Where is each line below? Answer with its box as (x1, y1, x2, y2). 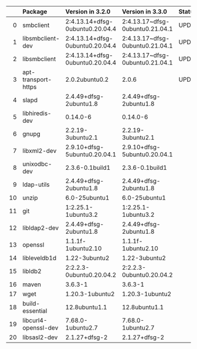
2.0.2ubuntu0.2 (65, 76, 109, 83)
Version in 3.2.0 (65, 8, 111, 15)
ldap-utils (22, 180, 50, 189)
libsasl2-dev (22, 333, 58, 341)
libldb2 (22, 267, 42, 275)
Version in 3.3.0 (122, 8, 167, 15)
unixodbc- (22, 160, 52, 168)
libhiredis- (22, 109, 52, 117)
